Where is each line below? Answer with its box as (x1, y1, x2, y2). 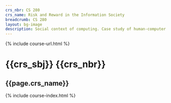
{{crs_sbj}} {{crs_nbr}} (5, 58, 106, 70)
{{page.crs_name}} (5, 79, 69, 88)
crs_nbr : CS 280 (5, 7, 40, 13)
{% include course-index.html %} (5, 93, 76, 99)
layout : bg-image (5, 22, 42, 27)
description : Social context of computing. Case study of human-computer (5, 27, 166, 32)
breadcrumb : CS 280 (5, 17, 47, 22)
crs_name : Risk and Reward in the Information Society (5, 12, 125, 17)
